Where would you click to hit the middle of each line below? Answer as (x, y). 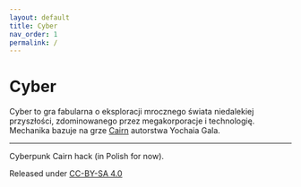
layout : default (39, 17)
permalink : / (34, 42)
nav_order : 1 (34, 34)
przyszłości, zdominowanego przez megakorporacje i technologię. (132, 121)
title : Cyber (34, 26)
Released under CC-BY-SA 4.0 (66, 174)
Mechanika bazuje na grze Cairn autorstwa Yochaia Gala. (115, 131)
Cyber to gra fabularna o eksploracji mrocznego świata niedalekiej (132, 112)
